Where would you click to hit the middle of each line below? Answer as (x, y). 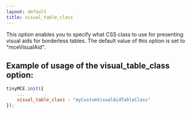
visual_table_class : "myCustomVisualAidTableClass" (84, 100)
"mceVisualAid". (26, 47)
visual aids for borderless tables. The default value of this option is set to (96, 41)
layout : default (26, 12)
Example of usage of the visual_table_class (88, 65)
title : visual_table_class (40, 17)
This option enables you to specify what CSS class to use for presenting (95, 34)
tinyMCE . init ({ (25, 89)
